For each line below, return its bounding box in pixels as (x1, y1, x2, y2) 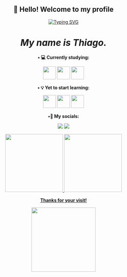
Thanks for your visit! (40, 197, 87, 203)
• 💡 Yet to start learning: (37, 84, 90, 91)
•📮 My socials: (48, 113, 79, 119)
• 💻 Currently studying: (37, 54, 90, 60)
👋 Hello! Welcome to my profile (13, 5, 114, 14)
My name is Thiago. (20, 37, 107, 48)
